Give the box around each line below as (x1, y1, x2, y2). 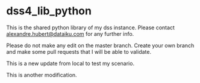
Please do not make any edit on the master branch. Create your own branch (6, 42, 195, 49)
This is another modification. (6, 71, 77, 78)
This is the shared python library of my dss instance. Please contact (6, 24, 175, 31)
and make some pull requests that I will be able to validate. (6, 48, 152, 55)
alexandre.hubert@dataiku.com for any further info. (6, 30, 134, 37)
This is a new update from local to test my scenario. (6, 60, 134, 67)
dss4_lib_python (6, 4, 92, 18)
